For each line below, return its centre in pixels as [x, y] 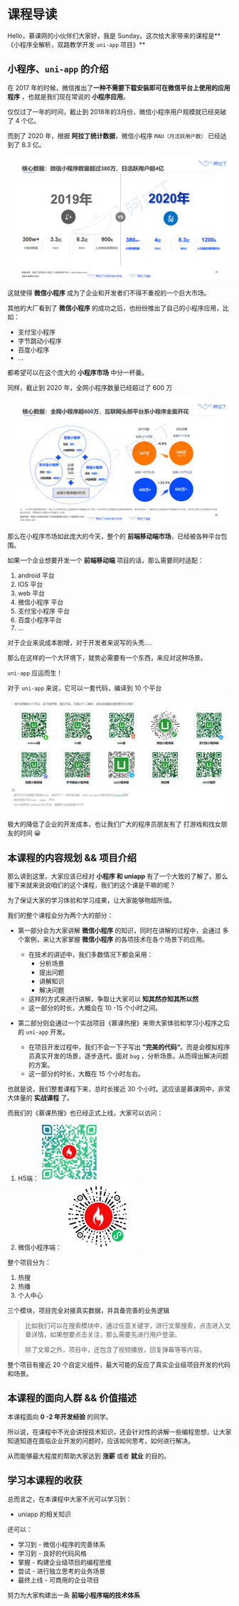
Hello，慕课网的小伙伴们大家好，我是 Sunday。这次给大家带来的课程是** [114, 36]
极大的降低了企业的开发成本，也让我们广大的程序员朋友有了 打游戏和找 [111, 824]
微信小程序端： [39, 1247]
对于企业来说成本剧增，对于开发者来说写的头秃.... [80, 643]
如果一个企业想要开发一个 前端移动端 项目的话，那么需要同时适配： [106, 560]
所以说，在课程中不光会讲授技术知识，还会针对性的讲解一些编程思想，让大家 [119, 1432]
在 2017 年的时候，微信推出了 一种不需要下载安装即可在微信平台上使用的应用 [119, 88]
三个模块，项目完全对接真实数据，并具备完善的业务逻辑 [88, 1310]
